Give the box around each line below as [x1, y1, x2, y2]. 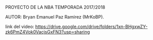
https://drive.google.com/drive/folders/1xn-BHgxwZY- [35, 23, 148, 29]
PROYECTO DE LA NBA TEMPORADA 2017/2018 [5, 4, 106, 10]
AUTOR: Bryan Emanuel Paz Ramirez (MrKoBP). [5, 14, 105, 19]
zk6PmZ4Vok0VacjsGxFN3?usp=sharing [5, 29, 90, 34]
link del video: [5, 23, 34, 29]
